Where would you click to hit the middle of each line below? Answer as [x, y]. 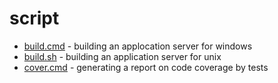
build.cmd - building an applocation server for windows [138, 46]
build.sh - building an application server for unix [122, 56]
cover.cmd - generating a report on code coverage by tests [146, 67]
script [34, 18]
